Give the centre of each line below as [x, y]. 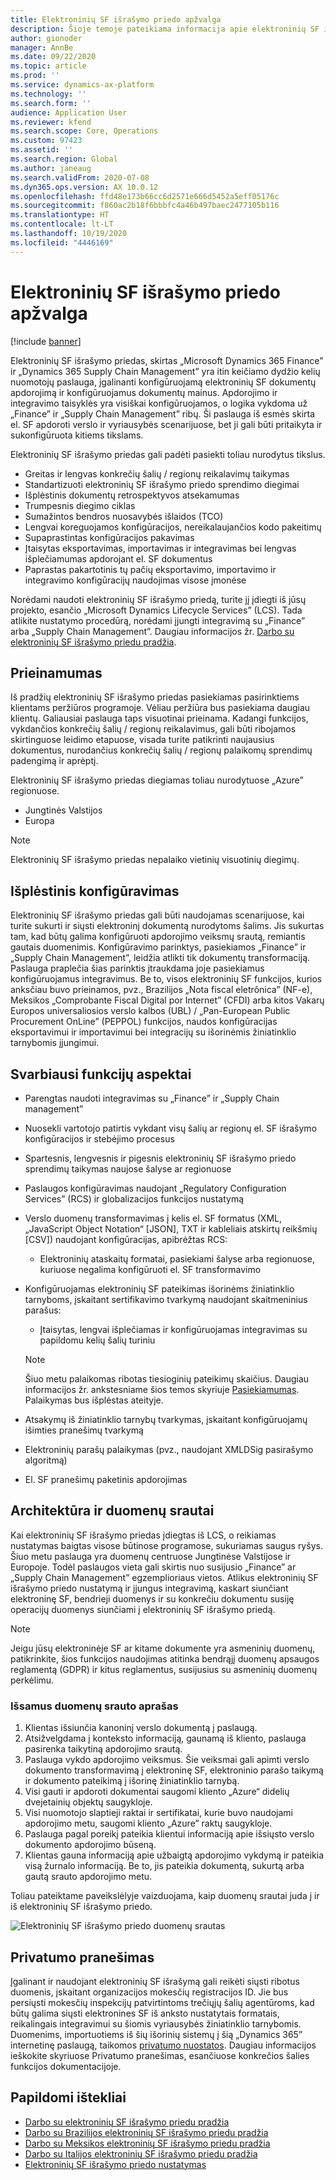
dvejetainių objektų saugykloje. [88, 1802]
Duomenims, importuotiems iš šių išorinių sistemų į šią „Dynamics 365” [156, 2034]
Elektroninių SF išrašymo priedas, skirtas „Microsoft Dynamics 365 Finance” [167, 360]
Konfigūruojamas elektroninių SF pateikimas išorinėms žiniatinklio [159, 1289]
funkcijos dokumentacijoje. [66, 2066]
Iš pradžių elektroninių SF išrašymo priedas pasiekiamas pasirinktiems [155, 697]
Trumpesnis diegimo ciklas [80, 505]
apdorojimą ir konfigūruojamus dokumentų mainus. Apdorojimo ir [144, 392]
